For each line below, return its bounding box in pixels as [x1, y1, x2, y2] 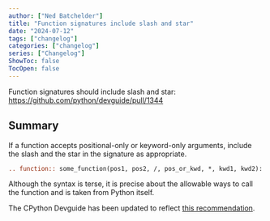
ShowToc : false [8, 57, 60, 66]
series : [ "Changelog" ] [8, 49, 85, 57]
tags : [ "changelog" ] [8, 34, 79, 43]
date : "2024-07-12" [8, 27, 75, 35]
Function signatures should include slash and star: [8, 87, 177, 96]
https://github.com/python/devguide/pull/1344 [8, 95, 164, 105]
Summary [8, 119, 59, 133]
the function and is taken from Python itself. [8, 188, 155, 198]
